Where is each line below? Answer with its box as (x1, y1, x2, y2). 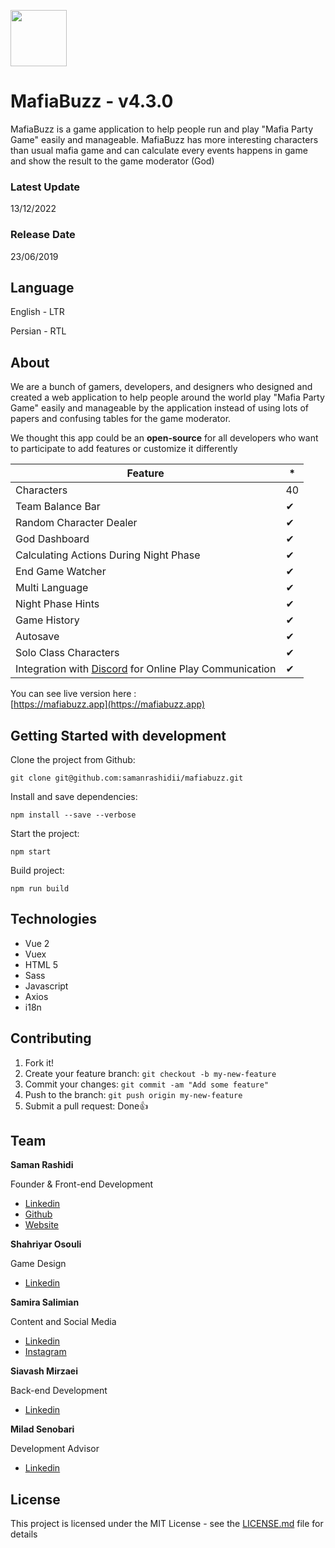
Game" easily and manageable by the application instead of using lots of (10, 402, 309, 414)
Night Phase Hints (15, 597, 100, 611)
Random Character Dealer (15, 516, 138, 530)
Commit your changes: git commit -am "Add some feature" (24, 1078, 270, 1090)
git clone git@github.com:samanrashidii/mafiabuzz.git (10, 773, 244, 783)
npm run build (10, 883, 70, 894)
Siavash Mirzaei (10, 1365, 78, 1377)
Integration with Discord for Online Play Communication (15, 662, 277, 676)
